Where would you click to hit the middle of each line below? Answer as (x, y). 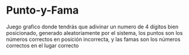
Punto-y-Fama (43, 10)
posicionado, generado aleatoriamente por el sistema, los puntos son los (94, 33)
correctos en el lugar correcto (43, 46)
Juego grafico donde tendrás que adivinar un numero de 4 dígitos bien (92, 27)
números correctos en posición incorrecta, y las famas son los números (93, 39)
